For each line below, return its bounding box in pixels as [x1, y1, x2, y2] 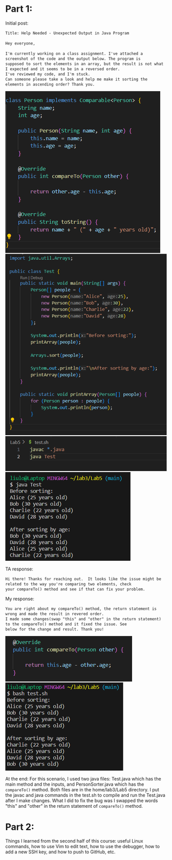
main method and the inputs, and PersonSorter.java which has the [5, 781, 144, 787]
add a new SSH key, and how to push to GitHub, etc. [5, 849, 116, 855]
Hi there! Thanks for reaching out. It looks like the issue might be [5, 577, 161, 582]
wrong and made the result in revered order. [5, 611, 104, 617]
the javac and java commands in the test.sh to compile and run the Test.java [5, 792, 165, 798]
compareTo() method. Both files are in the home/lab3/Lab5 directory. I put [5, 787, 160, 793]
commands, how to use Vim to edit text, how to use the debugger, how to [5, 844, 160, 850]
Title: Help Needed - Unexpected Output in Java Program [5, 30, 130, 36]
